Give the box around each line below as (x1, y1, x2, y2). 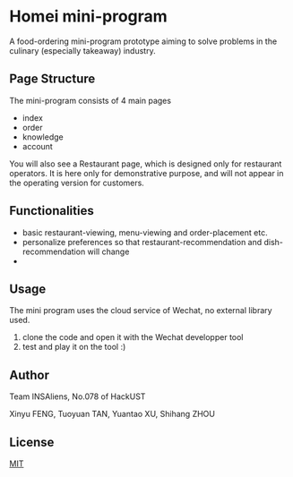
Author (9, 367, 49, 382)
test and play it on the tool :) (22, 342, 126, 353)
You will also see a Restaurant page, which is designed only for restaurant (9, 158, 282, 169)
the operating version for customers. (9, 177, 145, 188)
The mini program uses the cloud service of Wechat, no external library (9, 305, 272, 316)
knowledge (22, 132, 65, 142)
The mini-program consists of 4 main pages (9, 95, 172, 106)
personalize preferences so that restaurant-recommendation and (22, 236, 263, 247)
